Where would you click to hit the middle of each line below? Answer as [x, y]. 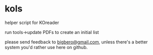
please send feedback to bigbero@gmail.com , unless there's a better [76, 42]
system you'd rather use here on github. [46, 47]
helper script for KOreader [32, 22]
